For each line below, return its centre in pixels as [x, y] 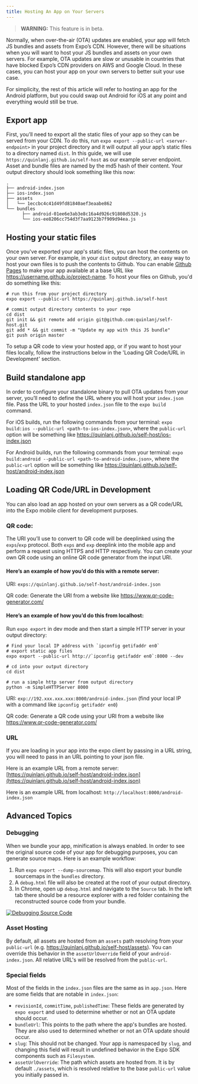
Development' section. [33, 359]
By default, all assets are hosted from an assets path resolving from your [95, 941]
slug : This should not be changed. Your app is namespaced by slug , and [103, 1043]
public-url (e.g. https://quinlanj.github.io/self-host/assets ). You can [89, 947]
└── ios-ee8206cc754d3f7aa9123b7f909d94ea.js [79, 220]
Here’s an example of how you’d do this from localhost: [75, 615]
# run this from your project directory [57, 294]
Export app [27, 120]
